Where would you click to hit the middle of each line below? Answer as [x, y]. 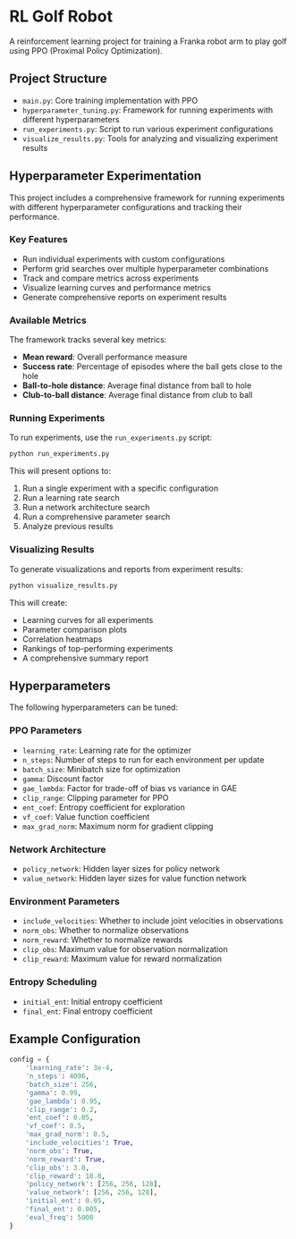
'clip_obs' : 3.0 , [58, 1167]
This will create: [38, 603]
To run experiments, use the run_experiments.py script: [111, 438]
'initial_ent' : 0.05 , [65, 1201]
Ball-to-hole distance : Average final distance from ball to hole [137, 385]
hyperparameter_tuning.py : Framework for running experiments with [148, 110]
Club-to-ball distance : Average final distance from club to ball [137, 395]
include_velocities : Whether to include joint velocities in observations [152, 921]
